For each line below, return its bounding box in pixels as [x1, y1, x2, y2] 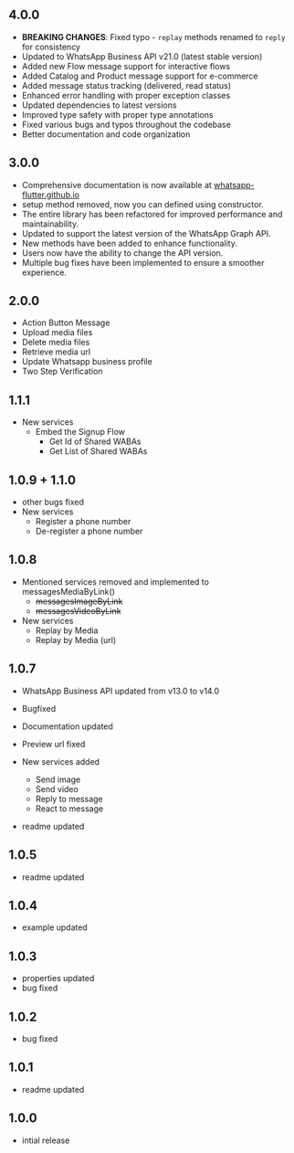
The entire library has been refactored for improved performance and [21, 208, 283, 219]
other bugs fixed [21, 497, 84, 508]
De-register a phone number [35, 525, 143, 537]
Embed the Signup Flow [35, 427, 125, 438]
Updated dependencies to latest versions [21, 100, 177, 111]
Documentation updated [21, 721, 113, 732]
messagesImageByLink [35, 596, 123, 607]
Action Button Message [21, 317, 110, 328]
